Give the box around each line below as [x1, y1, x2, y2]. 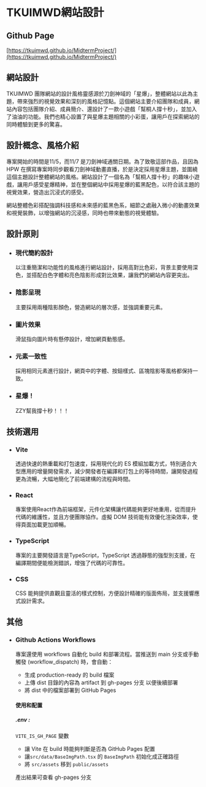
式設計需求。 [15, 597, 48, 605]
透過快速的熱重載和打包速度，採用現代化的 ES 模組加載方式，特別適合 [15, 460, 192, 467]
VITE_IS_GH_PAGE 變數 [15, 732, 69, 740]
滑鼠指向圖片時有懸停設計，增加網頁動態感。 [15, 335, 129, 342]
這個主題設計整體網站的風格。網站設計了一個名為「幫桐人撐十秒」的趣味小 [6, 173, 194, 180]
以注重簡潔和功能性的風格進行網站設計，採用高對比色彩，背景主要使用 [15, 264, 193, 271]
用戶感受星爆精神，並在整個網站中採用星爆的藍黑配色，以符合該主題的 [22, 180, 200, 188]
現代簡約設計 [15, 248, 53, 257]
